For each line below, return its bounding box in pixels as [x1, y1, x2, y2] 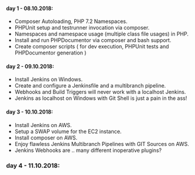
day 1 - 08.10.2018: [6, 5, 54, 12]
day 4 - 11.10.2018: [6, 161, 60, 170]
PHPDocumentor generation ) [14, 49, 87, 56]
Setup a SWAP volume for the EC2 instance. [14, 128, 122, 135]
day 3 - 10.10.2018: [6, 108, 53, 115]
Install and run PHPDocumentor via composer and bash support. [14, 37, 172, 44]
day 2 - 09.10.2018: [6, 63, 54, 70]
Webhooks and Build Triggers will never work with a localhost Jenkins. [14, 89, 186, 96]
